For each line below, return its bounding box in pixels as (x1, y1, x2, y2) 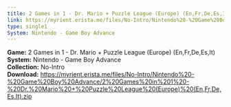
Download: (7, 70, 39, 79)
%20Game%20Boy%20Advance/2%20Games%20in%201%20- (7, 77, 190, 86)
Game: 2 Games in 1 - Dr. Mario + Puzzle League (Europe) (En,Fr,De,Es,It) (7, 48, 215, 57)
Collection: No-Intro (7, 63, 65, 71)
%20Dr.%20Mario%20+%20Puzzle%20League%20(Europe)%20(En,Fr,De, (7, 85, 221, 93)
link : (7, 17, 23, 23)
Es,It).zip (7, 93, 32, 101)
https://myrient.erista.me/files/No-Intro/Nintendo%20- (40, 70, 195, 79)
